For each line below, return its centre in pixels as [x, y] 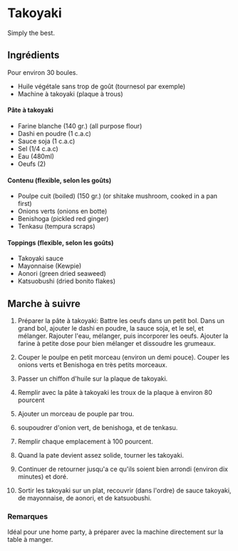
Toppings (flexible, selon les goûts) [61, 242]
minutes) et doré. [43, 477]
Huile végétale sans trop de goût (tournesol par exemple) [102, 86]
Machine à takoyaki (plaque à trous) [70, 93]
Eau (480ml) [36, 156]
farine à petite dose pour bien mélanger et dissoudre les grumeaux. [117, 344]
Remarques [28, 517]
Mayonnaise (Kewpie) [50, 266]
